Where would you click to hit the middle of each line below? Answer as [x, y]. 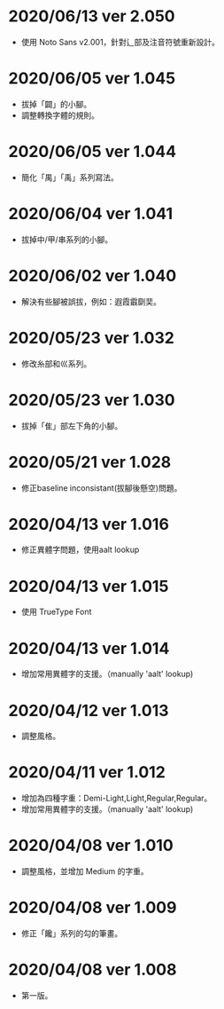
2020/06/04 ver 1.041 [91, 214]
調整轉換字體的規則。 [60, 115]
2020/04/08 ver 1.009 [93, 908]
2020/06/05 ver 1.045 [92, 79]
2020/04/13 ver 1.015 [89, 586]
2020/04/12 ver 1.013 [89, 710]
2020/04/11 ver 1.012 [87, 773]
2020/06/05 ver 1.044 [93, 152]
